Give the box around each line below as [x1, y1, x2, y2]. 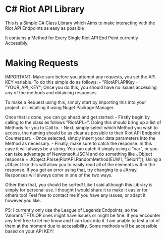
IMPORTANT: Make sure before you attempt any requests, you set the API [5, 73, 156, 80]
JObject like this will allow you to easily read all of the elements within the [5, 161, 155, 167]
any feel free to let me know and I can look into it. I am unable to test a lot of [5, 217, 160, 224]
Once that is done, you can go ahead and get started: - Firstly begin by [5, 114, 150, 120]
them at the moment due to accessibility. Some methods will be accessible [5, 223, 158, 229]
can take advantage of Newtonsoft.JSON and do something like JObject [5, 151, 153, 157]
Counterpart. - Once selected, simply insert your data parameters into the [5, 135, 156, 141]
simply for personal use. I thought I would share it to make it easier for [5, 187, 148, 193]
